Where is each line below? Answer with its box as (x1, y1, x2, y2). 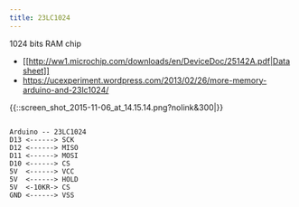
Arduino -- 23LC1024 (9, 127, 88, 136)
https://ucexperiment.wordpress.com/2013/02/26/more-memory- (22, 74, 267, 86)
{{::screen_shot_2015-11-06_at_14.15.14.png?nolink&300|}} (9, 101, 224, 113)
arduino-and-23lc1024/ (22, 84, 109, 95)
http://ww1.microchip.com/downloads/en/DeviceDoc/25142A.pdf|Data (28, 55, 291, 66)
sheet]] (22, 65, 50, 76)
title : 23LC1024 (9, 13, 70, 23)
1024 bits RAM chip (9, 38, 82, 49)
